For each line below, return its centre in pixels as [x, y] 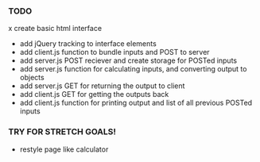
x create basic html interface [55, 29]
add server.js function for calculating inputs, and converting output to [133, 69]
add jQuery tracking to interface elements [88, 44]
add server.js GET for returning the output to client [102, 86]
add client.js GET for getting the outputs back [94, 94]
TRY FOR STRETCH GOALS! [62, 132]
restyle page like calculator [64, 149]
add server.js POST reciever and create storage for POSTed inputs [128, 60]
